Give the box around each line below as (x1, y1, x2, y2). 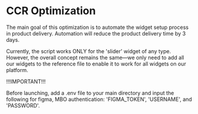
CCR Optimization (6, 4, 96, 18)
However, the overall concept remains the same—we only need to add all (6, 54, 185, 61)
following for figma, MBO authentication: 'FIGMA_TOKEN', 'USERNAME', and (6, 96, 193, 103)
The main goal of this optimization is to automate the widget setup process (6, 24, 189, 31)
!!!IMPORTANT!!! (6, 78, 46, 85)
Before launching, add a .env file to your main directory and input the (6, 89, 174, 96)
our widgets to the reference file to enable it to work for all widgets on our (6, 60, 187, 67)
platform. (6, 66, 28, 73)
